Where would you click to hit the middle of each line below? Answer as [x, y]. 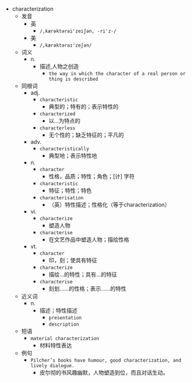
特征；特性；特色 [70, 190]
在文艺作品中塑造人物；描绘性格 [89, 239]
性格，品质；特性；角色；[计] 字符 [92, 176]
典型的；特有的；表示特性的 [83, 106]
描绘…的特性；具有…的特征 [83, 274]
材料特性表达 [56, 345]
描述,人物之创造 [59, 66]
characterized [57, 114]
